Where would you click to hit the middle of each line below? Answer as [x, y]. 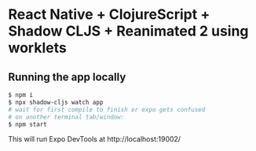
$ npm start [27, 124]
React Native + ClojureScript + [109, 15]
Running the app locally [67, 77]
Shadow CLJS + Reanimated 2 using [128, 31]
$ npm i [21, 95]
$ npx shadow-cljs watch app [56, 102]
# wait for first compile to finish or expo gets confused [107, 109]
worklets [37, 48]
